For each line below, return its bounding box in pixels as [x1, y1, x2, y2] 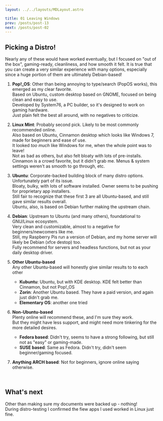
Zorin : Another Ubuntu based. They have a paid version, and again [19, 289, 154, 295]
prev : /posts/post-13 [5, 21, 49, 25]
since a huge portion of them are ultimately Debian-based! [5, 72, 123, 78]
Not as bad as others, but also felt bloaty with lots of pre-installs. [12, 153, 142, 159]
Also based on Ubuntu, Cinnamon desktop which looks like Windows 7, [12, 132, 155, 138]
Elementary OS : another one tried [19, 300, 88, 306]
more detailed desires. [12, 325, 57, 331]
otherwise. [12, 364, 34, 370]
